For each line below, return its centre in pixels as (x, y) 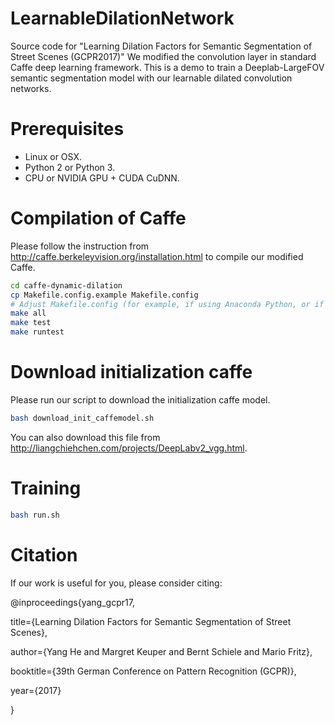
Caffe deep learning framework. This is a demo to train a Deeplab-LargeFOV (167, 67)
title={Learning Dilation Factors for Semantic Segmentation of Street (151, 621)
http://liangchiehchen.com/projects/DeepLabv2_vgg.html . (129, 448)
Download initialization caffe (131, 372)
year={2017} (36, 690)
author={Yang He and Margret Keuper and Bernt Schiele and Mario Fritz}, (161, 651)
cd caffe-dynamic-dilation (66, 285)
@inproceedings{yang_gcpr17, (72, 602)
